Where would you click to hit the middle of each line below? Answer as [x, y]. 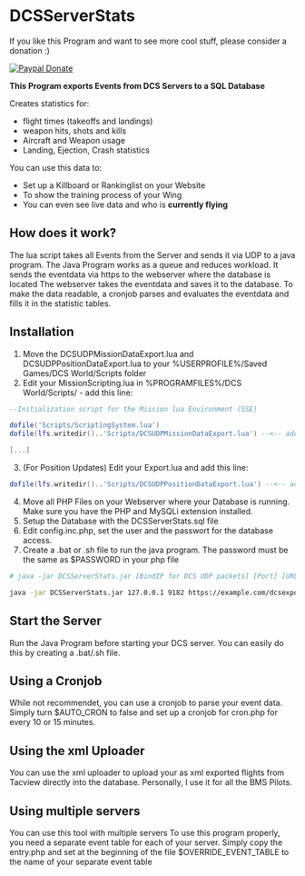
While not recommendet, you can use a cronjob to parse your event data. [146, 703]
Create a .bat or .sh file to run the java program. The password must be [155, 550]
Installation [42, 332]
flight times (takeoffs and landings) [88, 121]
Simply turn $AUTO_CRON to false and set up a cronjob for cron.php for [144, 712]
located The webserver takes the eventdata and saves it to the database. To [151, 284]
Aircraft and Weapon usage [74, 140]
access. [37, 540]
